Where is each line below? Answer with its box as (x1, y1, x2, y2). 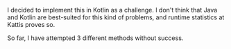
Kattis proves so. (7, 21, 55, 28)
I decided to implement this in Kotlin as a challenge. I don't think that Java (7, 6, 218, 14)
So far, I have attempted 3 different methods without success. (7, 34, 184, 42)
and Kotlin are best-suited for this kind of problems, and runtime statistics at (7, 13, 225, 21)
